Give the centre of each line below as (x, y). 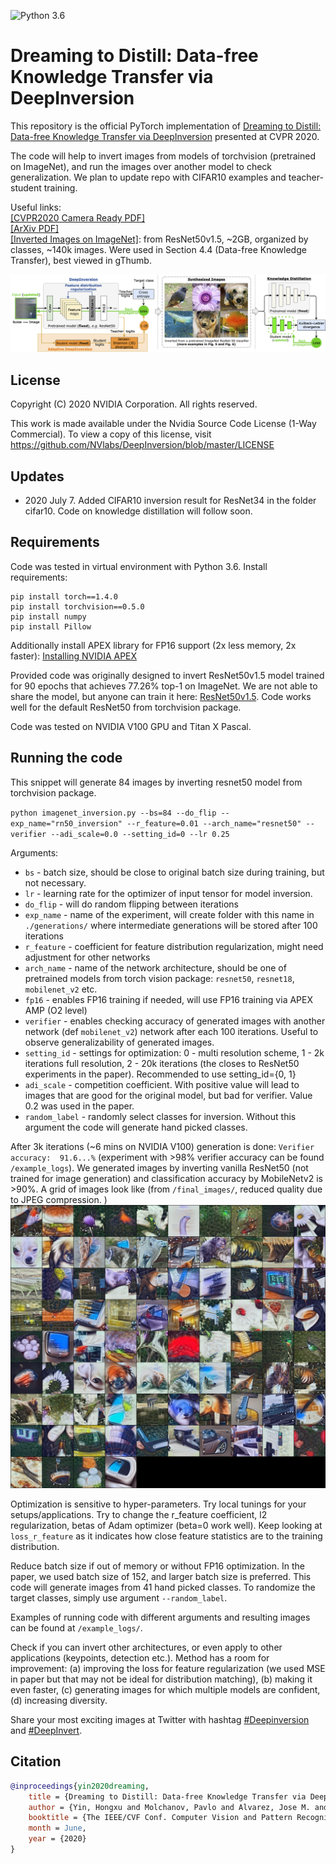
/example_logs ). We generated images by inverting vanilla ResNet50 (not (159, 1167)
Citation (36, 1761)
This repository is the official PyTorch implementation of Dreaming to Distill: (166, 126)
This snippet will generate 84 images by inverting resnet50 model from (156, 782)
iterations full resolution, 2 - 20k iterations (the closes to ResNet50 (162, 1063)
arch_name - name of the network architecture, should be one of (155, 967)
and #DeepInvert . (46, 1730)
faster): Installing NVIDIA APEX (74, 656)
